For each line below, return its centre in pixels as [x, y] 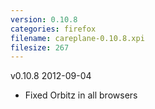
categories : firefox [53, 29]
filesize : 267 [40, 47]
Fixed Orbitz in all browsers [81, 95]
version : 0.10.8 [44, 19]
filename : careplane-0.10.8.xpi [77, 38]
